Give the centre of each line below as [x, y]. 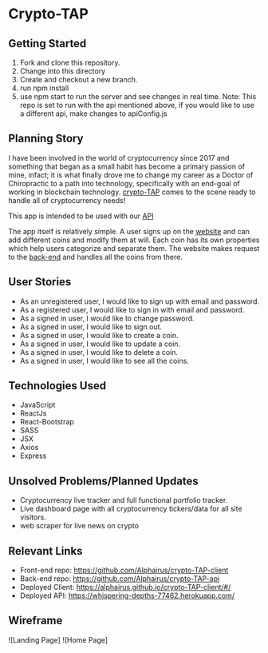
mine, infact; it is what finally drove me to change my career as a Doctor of [131, 175]
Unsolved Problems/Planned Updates [104, 481]
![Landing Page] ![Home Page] [58, 639]
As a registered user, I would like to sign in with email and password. [132, 309]
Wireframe [35, 621]
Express [33, 456]
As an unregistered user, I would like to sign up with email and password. [140, 301]
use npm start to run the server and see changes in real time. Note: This [138, 96]
